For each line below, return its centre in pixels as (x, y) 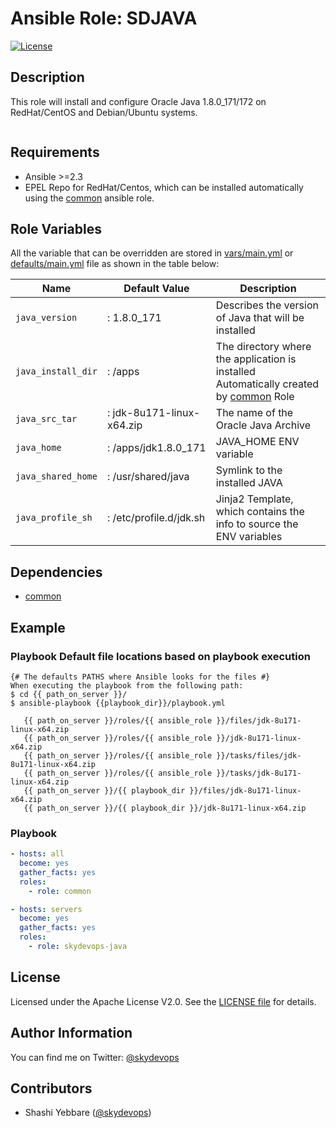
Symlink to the (249, 470)
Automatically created (267, 384)
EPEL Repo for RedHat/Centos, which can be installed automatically (164, 187)
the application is (256, 359)
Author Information (71, 1033)
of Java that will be (260, 318)
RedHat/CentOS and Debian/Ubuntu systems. (104, 112)
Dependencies (56, 572)
